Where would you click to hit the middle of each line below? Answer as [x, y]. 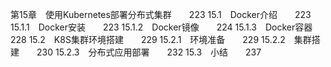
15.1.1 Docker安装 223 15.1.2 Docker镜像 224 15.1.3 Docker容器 [161, 27]
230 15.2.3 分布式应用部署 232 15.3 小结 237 [149, 52]
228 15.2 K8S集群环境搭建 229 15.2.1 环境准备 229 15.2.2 [148, 39]
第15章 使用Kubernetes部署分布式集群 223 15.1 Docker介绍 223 [161, 14]
